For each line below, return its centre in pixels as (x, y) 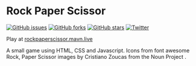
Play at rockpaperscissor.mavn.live (49, 39)
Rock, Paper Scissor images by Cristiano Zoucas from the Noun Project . (96, 56)
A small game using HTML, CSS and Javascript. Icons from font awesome (98, 50)
